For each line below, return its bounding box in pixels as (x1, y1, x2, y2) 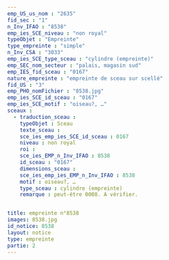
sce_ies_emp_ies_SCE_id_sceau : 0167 (19, 133, 129, 140)
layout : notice (7, 229, 51, 236)
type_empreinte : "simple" (7, 42, 86, 49)
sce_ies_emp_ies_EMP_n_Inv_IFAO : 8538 (19, 172, 136, 179)
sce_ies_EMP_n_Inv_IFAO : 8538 (19, 152, 111, 160)
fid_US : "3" (7, 81, 45, 88)
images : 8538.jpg (7, 216, 58, 223)
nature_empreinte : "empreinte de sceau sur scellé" (7, 74, 163, 82)
